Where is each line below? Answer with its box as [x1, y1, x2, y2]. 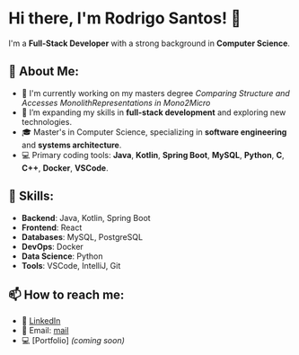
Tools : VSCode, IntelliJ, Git [21, 260, 121, 271]
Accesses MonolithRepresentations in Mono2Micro [21, 97, 211, 108]
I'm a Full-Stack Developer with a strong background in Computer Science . [8, 38, 291, 49]
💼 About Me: [8, 64, 80, 79]
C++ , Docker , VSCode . [21, 162, 109, 173]
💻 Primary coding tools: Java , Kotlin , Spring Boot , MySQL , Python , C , [21, 149, 285, 160]
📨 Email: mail [21, 325, 69, 336]
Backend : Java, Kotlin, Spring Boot [21, 212, 151, 223]
